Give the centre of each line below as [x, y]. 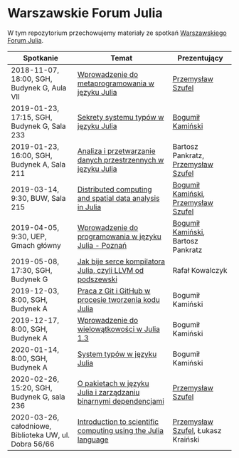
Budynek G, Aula [39, 88]
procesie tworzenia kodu [118, 299]
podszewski [97, 279]
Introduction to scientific [118, 422]
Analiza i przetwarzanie [116, 151]
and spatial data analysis [118, 198]
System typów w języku [117, 354]
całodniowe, [31, 426]
